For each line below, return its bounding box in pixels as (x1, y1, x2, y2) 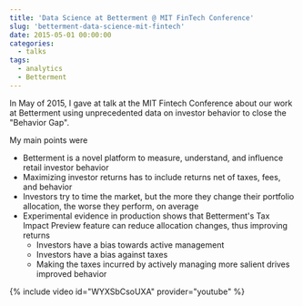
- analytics (17, 65, 64, 74)
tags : (9, 56, 30, 65)
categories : (9, 38, 55, 48)
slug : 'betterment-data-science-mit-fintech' (9, 22, 185, 31)
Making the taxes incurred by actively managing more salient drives (35, 259, 290, 270)
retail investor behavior (22, 161, 109, 173)
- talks (17, 47, 47, 56)
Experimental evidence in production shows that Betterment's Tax (22, 210, 270, 221)
